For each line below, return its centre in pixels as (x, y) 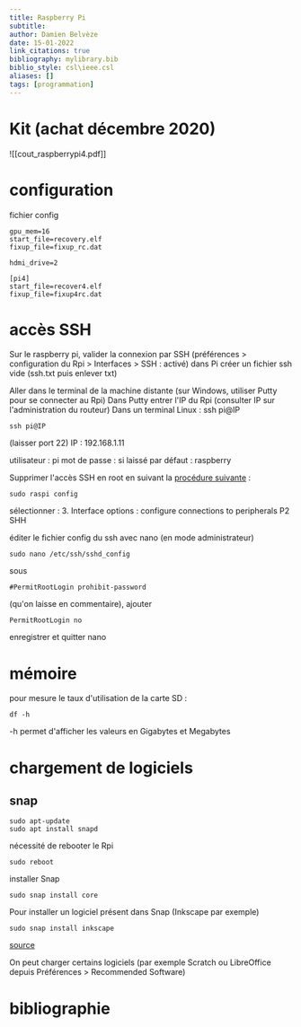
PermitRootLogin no (46, 620)
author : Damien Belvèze (54, 34)
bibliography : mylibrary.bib (64, 59)
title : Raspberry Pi (48, 18)
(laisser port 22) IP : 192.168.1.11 (67, 443)
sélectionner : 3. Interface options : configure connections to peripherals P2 (150, 511)
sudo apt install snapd (54, 829)
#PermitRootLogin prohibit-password (78, 588)
